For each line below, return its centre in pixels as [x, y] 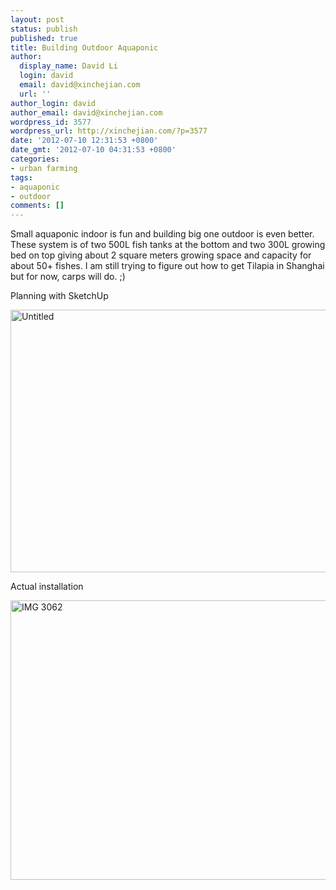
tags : [21, 177]
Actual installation [47, 587]
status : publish [44, 29]
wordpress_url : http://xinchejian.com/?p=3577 [109, 131]
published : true [44, 38]
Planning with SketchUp [59, 296]
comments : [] [37, 206]
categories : [35, 159]
